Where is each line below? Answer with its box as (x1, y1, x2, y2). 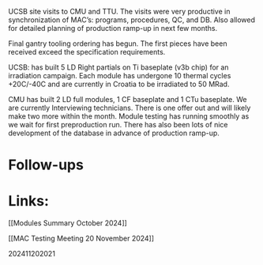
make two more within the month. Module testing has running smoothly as (8, 112, 250, 121)
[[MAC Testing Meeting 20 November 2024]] (8, 233, 155, 244)
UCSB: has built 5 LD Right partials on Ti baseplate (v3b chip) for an (8, 62, 229, 72)
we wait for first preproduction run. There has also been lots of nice (8, 120, 228, 129)
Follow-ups (8, 156, 85, 174)
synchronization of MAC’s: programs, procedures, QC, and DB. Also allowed (8, 15, 255, 25)
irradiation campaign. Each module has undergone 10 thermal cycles (8, 71, 231, 80)
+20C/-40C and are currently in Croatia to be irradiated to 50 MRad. (8, 79, 230, 89)
